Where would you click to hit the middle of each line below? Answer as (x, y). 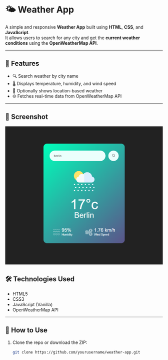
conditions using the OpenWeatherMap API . (52, 43)
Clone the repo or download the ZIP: (50, 342)
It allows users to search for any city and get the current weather (72, 38)
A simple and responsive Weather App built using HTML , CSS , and (74, 27)
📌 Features (22, 64)
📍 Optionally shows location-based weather (57, 90)
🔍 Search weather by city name (45, 76)
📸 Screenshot (27, 117)
